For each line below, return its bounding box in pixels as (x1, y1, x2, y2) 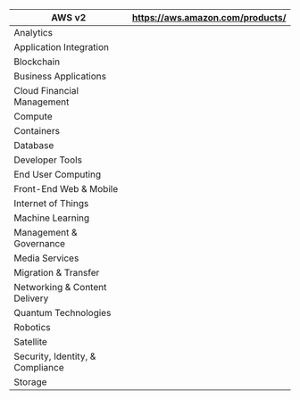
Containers (13, 125, 61, 137)
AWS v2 (51, 12, 87, 23)
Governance (13, 237, 65, 249)
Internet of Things (13, 197, 89, 209)
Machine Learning (13, 212, 90, 224)
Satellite (13, 336, 47, 347)
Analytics (13, 27, 54, 38)
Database (13, 139, 54, 151)
